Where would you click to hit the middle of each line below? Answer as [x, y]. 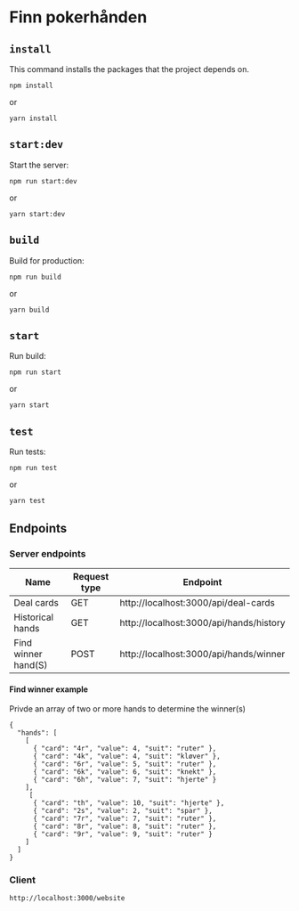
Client [22, 880]
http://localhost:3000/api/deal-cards [198, 602]
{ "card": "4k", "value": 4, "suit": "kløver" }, [126, 756]
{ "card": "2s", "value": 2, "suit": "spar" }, [123, 811]
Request [91, 576]
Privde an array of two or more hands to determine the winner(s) [128, 709]
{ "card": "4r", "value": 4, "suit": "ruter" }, [125, 749]
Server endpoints [48, 553]
